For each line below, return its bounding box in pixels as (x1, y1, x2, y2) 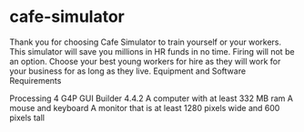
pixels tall (9, 112, 46, 123)
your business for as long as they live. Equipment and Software (9, 66, 247, 76)
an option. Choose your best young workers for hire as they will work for (9, 56, 281, 66)
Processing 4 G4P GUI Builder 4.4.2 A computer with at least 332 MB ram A (9, 93, 294, 104)
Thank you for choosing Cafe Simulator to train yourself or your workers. (9, 36, 282, 47)
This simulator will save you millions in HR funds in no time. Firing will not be (9, 46, 295, 56)
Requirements (9, 75, 62, 86)
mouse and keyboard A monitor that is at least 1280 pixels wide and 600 (9, 102, 280, 113)
